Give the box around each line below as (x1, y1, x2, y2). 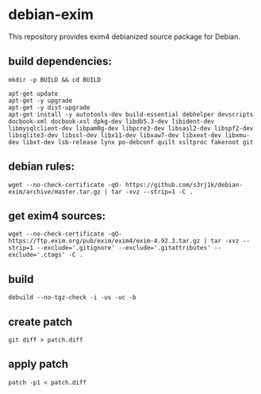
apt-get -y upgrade (8, 97, 73, 105)
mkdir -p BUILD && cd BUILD (8, 75, 102, 84)
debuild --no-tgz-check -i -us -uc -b (8, 293, 136, 302)
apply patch (8, 358, 69, 371)
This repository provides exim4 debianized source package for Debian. (8, 32, 240, 41)
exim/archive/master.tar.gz (8, 188, 102, 196)
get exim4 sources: (8, 208, 106, 223)
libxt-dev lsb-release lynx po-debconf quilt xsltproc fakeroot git (22, 138, 254, 146)
